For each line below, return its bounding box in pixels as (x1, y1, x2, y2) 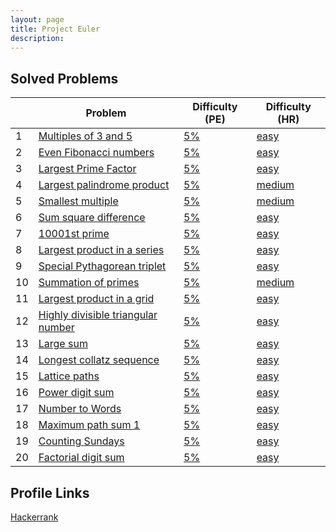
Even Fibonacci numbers (38, 146, 155, 160)
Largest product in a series (38, 243, 165, 257)
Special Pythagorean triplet (38, 259, 167, 273)
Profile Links (10, 484, 90, 501)
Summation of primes (38, 276, 140, 290)
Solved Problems (10, 70, 119, 87)
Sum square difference (38, 211, 146, 225)
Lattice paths (38, 369, 100, 383)
